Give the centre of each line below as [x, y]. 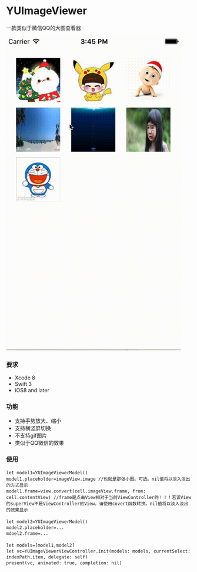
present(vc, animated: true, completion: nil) [64, 563]
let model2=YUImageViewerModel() [47, 522]
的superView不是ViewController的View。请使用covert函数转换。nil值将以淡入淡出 [97, 504]
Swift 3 [23, 384]
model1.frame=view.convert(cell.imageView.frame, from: [76, 491]
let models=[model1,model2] [41, 545]
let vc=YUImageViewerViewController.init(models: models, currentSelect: [98, 551]
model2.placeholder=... [35, 528]
